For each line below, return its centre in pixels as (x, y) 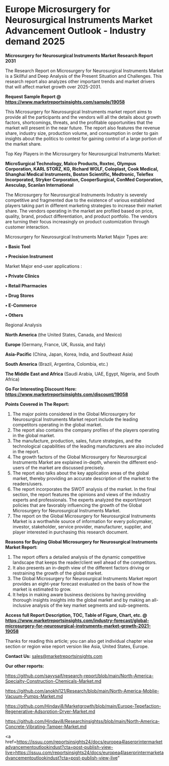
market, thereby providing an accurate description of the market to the (86, 478)
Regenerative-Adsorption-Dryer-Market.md (50, 711)
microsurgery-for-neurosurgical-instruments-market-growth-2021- (78, 626)
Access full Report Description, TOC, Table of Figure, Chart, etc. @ (76, 615)
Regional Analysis (24, 325)
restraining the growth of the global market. (58, 573)
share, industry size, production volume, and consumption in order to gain (82, 133)
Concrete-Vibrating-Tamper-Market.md (46, 727)
